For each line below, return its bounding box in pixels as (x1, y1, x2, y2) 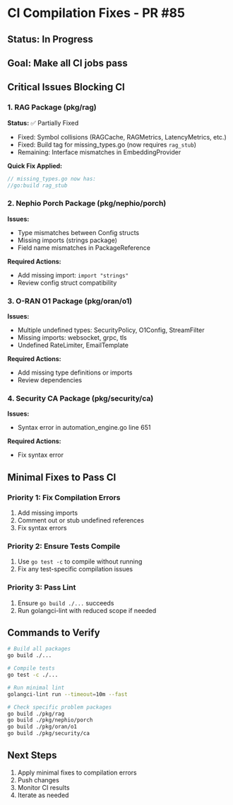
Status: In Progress (7, 33, 94, 45)
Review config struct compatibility (17, 278, 117, 287)
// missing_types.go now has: (7, 175, 97, 182)
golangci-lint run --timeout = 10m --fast (7, 690, 129, 698)
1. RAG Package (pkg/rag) (7, 103, 97, 113)
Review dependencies (17, 376, 83, 384)
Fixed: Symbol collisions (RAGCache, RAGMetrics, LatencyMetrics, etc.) (17, 132, 227, 141)
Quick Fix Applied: (7, 161, 63, 170)
